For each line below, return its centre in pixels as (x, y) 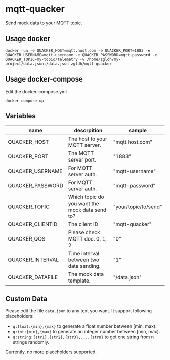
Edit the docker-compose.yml (36, 91)
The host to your (88, 139)
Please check (84, 232)
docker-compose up (25, 101)
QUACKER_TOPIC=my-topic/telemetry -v (45, 59)
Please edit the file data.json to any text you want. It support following (79, 311)
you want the (84, 204)
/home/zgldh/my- (104, 59)
